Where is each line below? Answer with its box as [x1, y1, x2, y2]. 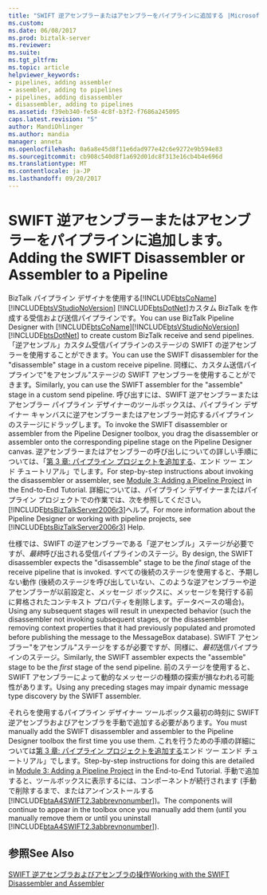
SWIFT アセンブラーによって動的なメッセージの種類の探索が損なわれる [8, 672, 241, 681]
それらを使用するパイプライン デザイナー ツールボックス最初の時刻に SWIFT [8, 707, 259, 717]
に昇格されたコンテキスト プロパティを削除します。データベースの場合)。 [8, 597, 249, 606]
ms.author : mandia [8, 130, 69, 138]
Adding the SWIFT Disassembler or [8, 249, 245, 267]
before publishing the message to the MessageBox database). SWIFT [8, 632, 237, 642]
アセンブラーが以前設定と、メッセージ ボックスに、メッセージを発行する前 [8, 587, 253, 596]
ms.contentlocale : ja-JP [8, 167, 91, 175]
